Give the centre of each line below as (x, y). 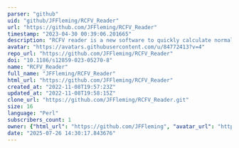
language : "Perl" (33, 113)
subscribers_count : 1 (39, 120)
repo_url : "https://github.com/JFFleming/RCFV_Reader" (90, 54)
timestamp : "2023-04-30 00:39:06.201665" (70, 34)
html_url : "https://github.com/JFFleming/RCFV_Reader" (90, 80)
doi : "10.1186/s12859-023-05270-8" (60, 60)
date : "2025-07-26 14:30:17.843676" (62, 133)
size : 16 (20, 107)
